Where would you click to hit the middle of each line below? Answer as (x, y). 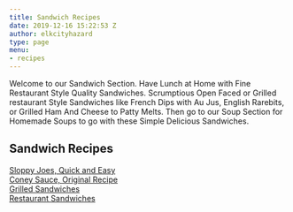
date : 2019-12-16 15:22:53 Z (63, 26)
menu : (19, 50)
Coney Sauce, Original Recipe (63, 179)
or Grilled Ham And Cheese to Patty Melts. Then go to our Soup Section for (146, 112)
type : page (29, 42)
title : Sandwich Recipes (55, 17)
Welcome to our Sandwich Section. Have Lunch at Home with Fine (130, 83)
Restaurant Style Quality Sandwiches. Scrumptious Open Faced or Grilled (143, 93)
